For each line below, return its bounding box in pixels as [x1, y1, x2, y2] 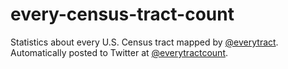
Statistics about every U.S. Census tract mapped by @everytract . [10, 36, 279, 48]
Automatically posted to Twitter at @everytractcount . [10, 46, 229, 58]
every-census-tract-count [10, 3, 235, 26]
